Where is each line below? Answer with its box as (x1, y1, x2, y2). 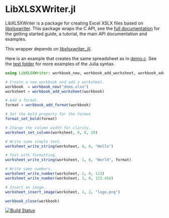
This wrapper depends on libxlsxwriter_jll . (5, 46, 92, 52)
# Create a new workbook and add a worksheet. (5, 79, 105, 85)
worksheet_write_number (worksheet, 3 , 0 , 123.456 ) (5, 175, 114, 181)
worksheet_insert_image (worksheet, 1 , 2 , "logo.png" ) (5, 189, 121, 194)
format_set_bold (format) (5, 116, 57, 121)
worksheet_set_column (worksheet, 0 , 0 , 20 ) (5, 130, 98, 135)
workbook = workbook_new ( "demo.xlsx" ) (5, 84, 89, 89)
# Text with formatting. (5, 153, 57, 158)
